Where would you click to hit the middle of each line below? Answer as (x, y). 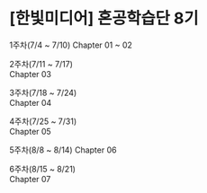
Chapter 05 (30, 131)
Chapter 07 (30, 179)
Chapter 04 (31, 102)
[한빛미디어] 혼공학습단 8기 (104, 18)
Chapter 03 (31, 74)
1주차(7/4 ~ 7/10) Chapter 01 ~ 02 (71, 45)
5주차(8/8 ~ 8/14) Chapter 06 (63, 150)
